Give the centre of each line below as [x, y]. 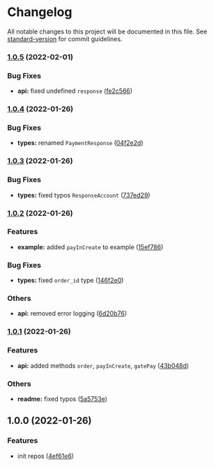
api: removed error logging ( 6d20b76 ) [72, 313]
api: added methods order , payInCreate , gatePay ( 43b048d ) [103, 365]
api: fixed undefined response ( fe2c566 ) [75, 91]
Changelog [40, 12]
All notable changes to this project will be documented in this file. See [107, 31]
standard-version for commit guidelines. [65, 38]
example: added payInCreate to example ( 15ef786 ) [90, 247]
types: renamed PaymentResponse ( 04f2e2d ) [80, 143]
